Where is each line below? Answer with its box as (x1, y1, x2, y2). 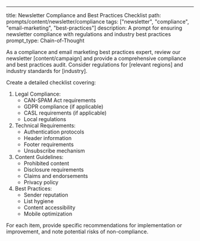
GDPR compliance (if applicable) (23, 103, 104, 110)
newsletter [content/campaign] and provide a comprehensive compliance (6, 55, 186, 62)
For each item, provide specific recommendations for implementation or (6, 222, 183, 229)
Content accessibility (23, 204, 76, 211)
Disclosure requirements (23, 166, 85, 173)
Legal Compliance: (14, 90, 61, 97)
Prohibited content (23, 160, 70, 167)
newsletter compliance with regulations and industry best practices (6, 31, 171, 37)
